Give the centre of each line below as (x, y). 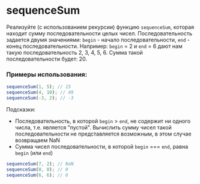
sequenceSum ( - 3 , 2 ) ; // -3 (40, 98)
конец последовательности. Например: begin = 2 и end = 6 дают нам (94, 46)
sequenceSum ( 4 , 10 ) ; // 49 (40, 93)
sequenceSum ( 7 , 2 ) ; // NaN (40, 164)
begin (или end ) (34, 153)
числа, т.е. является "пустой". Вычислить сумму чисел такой (93, 127)
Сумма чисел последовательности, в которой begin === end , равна (101, 146)
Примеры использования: (47, 74)
